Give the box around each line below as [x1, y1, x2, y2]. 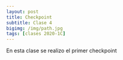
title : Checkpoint [6, 14, 52, 20]
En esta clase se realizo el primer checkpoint [6, 47, 117, 54]
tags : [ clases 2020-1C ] [6, 31, 66, 37]
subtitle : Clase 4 [6, 20, 52, 26]
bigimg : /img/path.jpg [6, 25, 63, 31]
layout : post [6, 8, 39, 15]
